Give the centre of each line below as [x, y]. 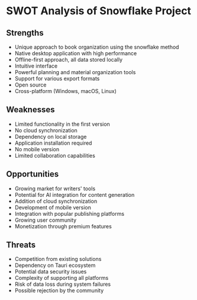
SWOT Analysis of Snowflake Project [98, 11]
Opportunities [33, 174]
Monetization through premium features [63, 226]
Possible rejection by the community [59, 291]
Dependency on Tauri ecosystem [55, 266]
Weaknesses [30, 110]
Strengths [25, 33]
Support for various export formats [57, 79]
